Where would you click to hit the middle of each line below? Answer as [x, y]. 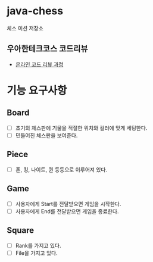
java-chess [35, 11]
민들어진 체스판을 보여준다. [46, 135]
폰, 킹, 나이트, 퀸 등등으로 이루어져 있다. [61, 169]
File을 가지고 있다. [37, 253]
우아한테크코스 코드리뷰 [47, 49]
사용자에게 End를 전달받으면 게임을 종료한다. [67, 211]
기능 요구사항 [37, 90]
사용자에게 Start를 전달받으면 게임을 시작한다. [68, 204]
